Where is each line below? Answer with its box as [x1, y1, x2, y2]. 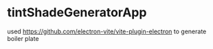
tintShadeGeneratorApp [7, 5, 147, 20]
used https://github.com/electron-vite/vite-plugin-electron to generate [7, 27, 207, 35]
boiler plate [7, 34, 39, 42]
